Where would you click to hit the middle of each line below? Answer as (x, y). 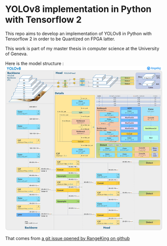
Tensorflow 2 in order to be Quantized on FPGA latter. (60, 39)
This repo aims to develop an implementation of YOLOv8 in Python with (79, 33)
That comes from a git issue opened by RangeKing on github (68, 238)
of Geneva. (16, 54)
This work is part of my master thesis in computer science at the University (82, 48)
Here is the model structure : (34, 63)
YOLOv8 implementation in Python (79, 9)
